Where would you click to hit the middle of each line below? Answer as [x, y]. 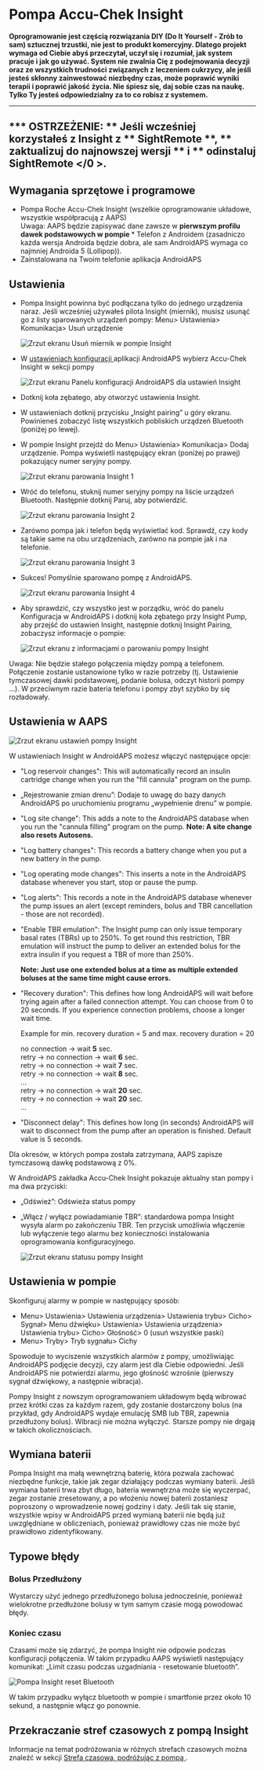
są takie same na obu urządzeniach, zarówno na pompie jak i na [124, 538]
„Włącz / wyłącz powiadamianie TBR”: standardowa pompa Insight [127, 1217]
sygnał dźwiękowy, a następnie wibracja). [76, 1381]
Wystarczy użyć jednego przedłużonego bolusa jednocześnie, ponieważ [126, 1596]
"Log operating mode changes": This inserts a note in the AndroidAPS [133, 873]
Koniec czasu [35, 1633]
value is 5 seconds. [51, 1139]
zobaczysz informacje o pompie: [73, 633]
